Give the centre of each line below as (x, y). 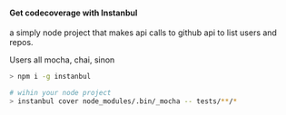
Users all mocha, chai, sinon (62, 60)
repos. (21, 43)
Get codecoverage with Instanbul (74, 13)
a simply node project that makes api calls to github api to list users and (143, 33)
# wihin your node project (60, 93)
